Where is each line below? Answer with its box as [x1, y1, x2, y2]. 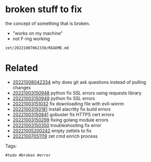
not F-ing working [12, 36, 50, 42]
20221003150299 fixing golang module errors [12, 117, 109, 123]
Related [5, 62, 38, 74]
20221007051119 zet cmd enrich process [12, 133, 98, 139]
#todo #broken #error [5, 152, 51, 158]
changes [12, 84, 31, 90]
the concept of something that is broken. [5, 20, 90, 26]
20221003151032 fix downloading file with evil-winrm [12, 101, 124, 107]
